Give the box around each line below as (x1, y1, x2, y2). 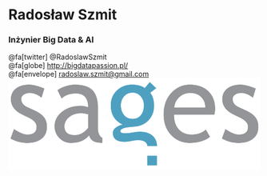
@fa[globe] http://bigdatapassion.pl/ (8, 61, 129, 70)
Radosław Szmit (8, 6, 118, 24)
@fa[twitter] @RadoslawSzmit (8, 52, 107, 62)
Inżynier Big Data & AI (8, 34, 94, 46)
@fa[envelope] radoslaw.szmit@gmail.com (8, 70, 149, 79)
